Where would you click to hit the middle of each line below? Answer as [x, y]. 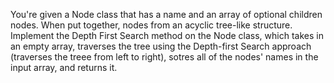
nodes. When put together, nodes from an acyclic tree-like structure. [151, 25]
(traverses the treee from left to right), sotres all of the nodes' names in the [164, 57]
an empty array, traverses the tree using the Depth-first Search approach [161, 46]
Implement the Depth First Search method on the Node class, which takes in [167, 35]
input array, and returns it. [64, 67]
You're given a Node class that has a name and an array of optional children [166, 14]
